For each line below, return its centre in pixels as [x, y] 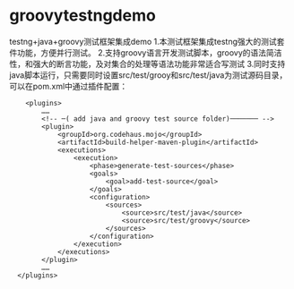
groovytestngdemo [83, 16]
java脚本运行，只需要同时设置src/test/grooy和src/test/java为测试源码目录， [148, 75]
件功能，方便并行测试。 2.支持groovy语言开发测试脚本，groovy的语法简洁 [146, 52]
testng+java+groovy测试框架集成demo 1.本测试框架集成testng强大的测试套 [147, 41]
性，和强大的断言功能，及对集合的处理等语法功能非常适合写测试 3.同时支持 [147, 64]
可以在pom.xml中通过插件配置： [69, 86]
